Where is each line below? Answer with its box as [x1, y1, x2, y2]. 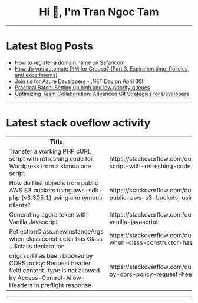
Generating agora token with [9, 210, 88, 218]
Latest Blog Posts [6, 39, 93, 53]
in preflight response [34, 281, 92, 289]
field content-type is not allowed [9, 266, 100, 274]
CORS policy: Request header [9, 259, 91, 267]
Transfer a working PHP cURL [9, 147, 91, 155]
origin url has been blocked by [9, 251, 93, 259]
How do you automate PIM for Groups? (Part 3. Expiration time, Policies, [14, 65, 190, 72]
